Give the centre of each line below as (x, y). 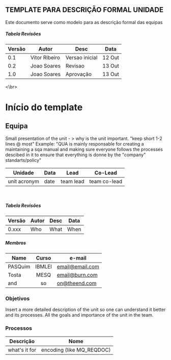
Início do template (44, 107)
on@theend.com (77, 283)
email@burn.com (77, 275)
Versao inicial (81, 57)
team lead (73, 181)
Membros (16, 243)
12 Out (111, 57)
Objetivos (18, 298)
